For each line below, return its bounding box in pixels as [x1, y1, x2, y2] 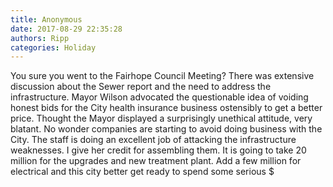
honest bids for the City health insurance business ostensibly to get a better [10, 102, 323, 114]
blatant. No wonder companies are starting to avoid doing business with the [10, 123, 323, 135]
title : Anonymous [10, 14, 83, 25]
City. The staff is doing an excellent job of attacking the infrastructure [10, 134, 297, 146]
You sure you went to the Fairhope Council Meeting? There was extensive [10, 70, 315, 82]
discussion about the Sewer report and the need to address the [10, 81, 272, 93]
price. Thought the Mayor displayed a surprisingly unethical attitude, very [10, 112, 313, 125]
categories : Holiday [10, 42, 97, 53]
